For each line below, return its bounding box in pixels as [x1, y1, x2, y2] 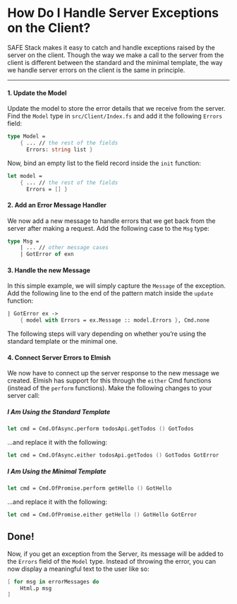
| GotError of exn [20, 250, 74, 258]
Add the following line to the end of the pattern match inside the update [7, 289, 214, 298]
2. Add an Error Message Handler [7, 200, 107, 209]
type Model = [7, 133, 46, 140]
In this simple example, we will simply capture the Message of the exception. [7, 282, 226, 290]
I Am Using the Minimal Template [7, 467, 107, 476]
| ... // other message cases [20, 244, 109, 251]
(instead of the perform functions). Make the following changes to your [7, 384, 213, 392]
